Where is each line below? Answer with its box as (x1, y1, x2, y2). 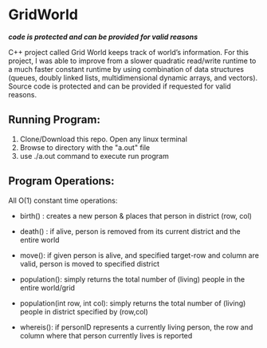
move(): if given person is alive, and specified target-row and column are (19, 250, 259, 260)
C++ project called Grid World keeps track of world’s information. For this (8, 47, 249, 57)
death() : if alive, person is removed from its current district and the (19, 226, 241, 236)
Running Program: (8, 113, 101, 127)
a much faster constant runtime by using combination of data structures (8, 64, 245, 73)
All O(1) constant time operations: (8, 196, 118, 205)
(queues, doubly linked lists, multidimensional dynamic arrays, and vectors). (8, 73, 258, 82)
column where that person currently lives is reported (19, 330, 193, 340)
